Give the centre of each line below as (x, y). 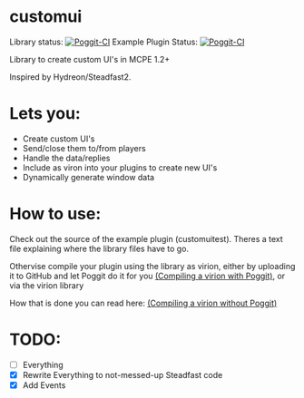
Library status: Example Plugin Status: (103, 42)
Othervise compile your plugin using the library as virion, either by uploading (152, 266)
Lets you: (45, 114)
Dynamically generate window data (88, 177)
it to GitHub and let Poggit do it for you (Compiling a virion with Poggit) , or (147, 276)
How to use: (55, 214)
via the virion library (47, 285)
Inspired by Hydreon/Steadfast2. (70, 77)
